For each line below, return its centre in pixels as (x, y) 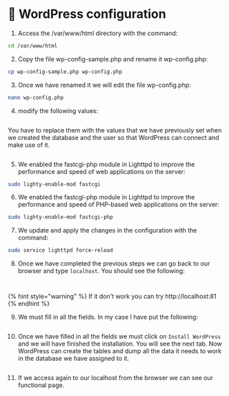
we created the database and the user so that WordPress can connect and (113, 137)
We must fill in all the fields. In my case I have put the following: (108, 317)
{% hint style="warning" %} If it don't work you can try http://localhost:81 (112, 297)
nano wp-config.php (36, 97)
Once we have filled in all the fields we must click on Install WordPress (119, 337)
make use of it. (29, 145)
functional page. (41, 385)
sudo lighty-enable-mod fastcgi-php (60, 217)
